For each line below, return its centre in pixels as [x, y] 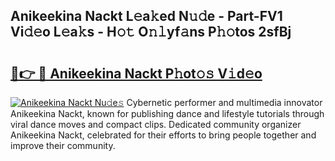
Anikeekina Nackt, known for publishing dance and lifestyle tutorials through [167, 113]
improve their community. [63, 145]
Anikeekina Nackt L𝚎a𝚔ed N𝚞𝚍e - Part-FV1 [146, 16]
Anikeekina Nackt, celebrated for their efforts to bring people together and [163, 135]
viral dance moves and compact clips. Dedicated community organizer [156, 124]
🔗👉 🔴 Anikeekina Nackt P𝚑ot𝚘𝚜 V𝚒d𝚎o [136, 73]
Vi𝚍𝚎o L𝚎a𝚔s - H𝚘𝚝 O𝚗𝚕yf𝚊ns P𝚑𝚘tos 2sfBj [151, 32]
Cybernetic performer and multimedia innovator [224, 102]
